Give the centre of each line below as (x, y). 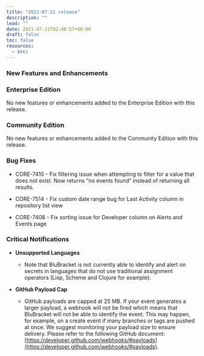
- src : (20, 52)
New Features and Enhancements (57, 73)
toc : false (20, 40)
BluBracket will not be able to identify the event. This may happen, (107, 314)
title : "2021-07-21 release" (43, 12)
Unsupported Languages (47, 252)
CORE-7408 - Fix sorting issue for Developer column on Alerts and (99, 217)
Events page (31, 223)
